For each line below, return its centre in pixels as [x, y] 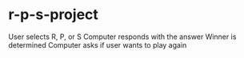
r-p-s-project [53, 15]
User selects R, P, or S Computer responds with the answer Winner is [122, 37]
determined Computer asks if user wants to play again [98, 44]
